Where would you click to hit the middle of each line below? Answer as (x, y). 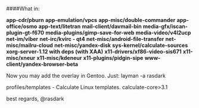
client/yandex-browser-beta (42, 64)
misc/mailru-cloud (30, 45)
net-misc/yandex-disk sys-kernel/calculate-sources (121, 45)
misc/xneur (21, 58)
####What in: (23, 9)
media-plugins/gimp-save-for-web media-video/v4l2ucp (118, 33)
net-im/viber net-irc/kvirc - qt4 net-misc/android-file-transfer (85, 39)
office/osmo (22, 26)
